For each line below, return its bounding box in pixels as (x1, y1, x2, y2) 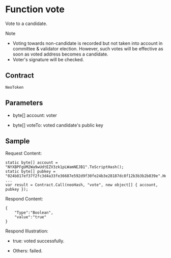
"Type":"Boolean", (14, 210, 53, 215)
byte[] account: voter (12, 112, 58, 118)
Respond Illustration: (5, 228, 48, 234)
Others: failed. (12, 248, 43, 254)
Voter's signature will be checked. (12, 56, 84, 62)
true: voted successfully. (12, 238, 65, 244)
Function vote (5, 4, 65, 15)
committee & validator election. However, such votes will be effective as (12, 45, 164, 51)
